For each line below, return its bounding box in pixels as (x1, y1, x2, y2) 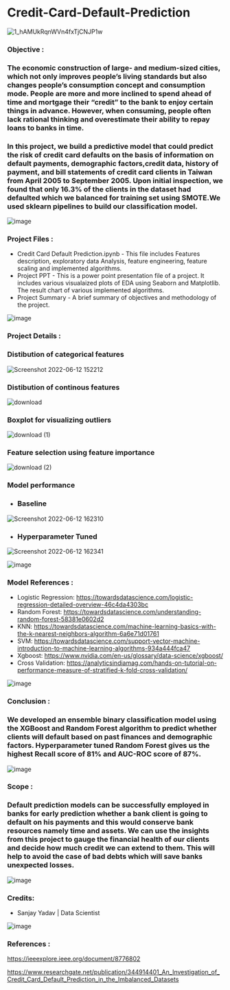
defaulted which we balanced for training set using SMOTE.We (7, 193, 221, 202)
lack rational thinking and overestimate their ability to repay (7, 115, 211, 124)
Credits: (7, 893, 35, 903)
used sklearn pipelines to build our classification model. (7, 201, 198, 211)
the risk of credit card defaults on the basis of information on (7, 150, 214, 159)
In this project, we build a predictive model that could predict (7, 141, 214, 151)
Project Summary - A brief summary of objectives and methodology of (16, 294, 217, 302)
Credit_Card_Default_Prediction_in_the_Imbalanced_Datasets (7, 976, 179, 984)
